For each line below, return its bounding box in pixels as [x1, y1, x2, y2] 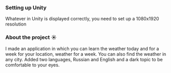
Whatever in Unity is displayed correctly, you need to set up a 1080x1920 [5, 16, 160, 22]
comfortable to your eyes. [5, 62, 60, 68]
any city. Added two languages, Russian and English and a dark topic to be [5, 56, 163, 62]
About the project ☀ [5, 34, 57, 41]
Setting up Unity [5, 4, 47, 11]
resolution [5, 21, 27, 27]
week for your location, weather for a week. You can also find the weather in [5, 51, 166, 57]
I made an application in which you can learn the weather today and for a [5, 45, 159, 52]
